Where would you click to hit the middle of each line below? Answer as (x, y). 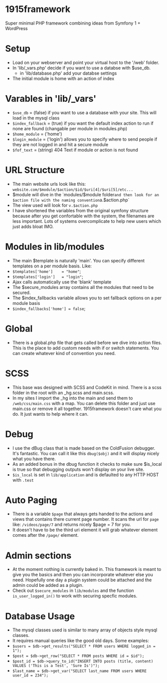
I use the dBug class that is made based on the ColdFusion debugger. (84, 448)
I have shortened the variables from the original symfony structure (80, 210)
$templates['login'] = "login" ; (48, 276)
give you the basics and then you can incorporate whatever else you (83, 575)
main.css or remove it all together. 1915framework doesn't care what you (87, 409)
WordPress (17, 28)
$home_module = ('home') (37, 134)
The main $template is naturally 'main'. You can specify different (78, 260)
